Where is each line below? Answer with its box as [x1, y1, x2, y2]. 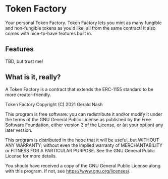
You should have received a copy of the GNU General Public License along [5, 162, 160, 168]
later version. [5, 127, 33, 133]
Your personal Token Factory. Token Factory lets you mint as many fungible [5, 20, 162, 26]
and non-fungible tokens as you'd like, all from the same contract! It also [5, 25, 156, 31]
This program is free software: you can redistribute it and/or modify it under [5, 111, 162, 117]
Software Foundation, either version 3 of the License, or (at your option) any [5, 122, 163, 128]
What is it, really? [5, 73, 61, 81]
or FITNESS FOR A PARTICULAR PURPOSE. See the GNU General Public [5, 147, 155, 153]
